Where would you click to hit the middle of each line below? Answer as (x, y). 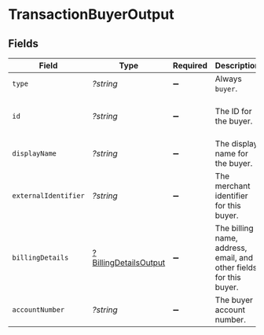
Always (228, 79)
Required (190, 66)
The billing (234, 228)
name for (232, 153)
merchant (233, 186)
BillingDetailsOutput (129, 263)
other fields (236, 267)
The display (236, 144)
